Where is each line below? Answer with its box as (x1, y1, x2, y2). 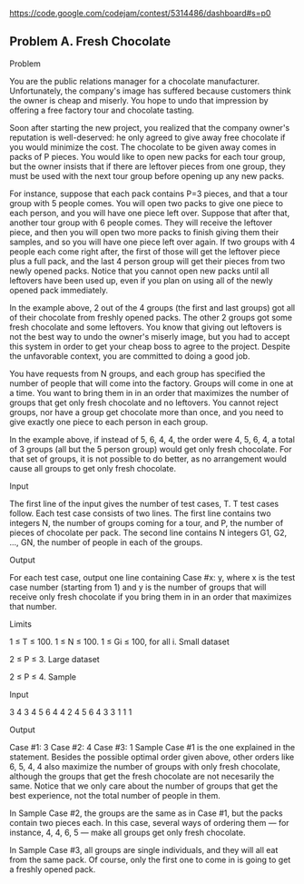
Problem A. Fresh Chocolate (9, 34, 171, 49)
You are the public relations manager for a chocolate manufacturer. (9, 75, 260, 86)
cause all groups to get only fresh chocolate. (9, 462, 177, 473)
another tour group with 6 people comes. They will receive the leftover (9, 217, 273, 228)
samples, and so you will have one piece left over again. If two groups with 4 (9, 236, 296, 247)
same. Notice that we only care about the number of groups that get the (9, 780, 279, 791)
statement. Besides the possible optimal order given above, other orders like (9, 751, 295, 762)
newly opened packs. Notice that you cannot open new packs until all (9, 265, 270, 276)
